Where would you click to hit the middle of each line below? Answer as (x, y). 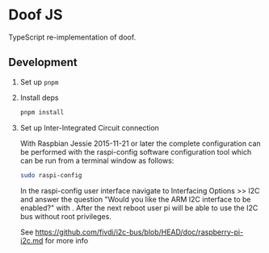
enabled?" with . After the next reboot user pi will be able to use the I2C (139, 208)
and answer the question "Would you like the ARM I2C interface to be (135, 199)
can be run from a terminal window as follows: (97, 160)
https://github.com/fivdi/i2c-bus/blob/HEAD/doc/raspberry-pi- (139, 232)
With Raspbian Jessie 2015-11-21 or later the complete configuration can (140, 143)
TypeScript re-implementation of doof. (72, 37)
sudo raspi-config (51, 175)
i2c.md (32, 240)
